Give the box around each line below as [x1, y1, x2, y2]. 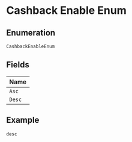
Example [6, 115, 40, 125]
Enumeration [6, 28, 56, 38]
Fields [6, 60, 30, 70]
